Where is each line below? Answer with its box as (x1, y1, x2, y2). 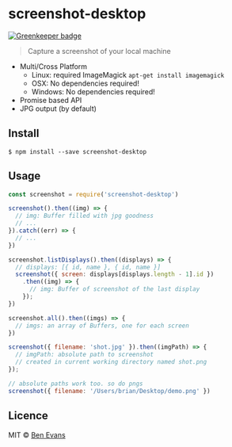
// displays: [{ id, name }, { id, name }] (15, 263, 161, 271)
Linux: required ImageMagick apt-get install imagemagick (31, 70, 225, 79)
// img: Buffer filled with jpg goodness (15, 212, 154, 220)
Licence (8, 409, 49, 422)
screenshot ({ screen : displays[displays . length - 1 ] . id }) (15, 270, 215, 278)
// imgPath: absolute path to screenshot (15, 350, 154, 359)
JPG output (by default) (19, 104, 97, 113)
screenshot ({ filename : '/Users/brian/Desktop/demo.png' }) (8, 387, 211, 395)
